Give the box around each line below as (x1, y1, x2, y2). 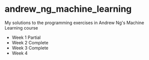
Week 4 (11, 50, 28, 56)
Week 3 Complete (11, 45, 49, 51)
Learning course (4, 25, 38, 30)
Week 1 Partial (11, 34, 41, 40)
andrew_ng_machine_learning (4, 3, 132, 15)
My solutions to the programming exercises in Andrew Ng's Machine (4, 20, 145, 26)
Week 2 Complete (11, 39, 49, 45)
